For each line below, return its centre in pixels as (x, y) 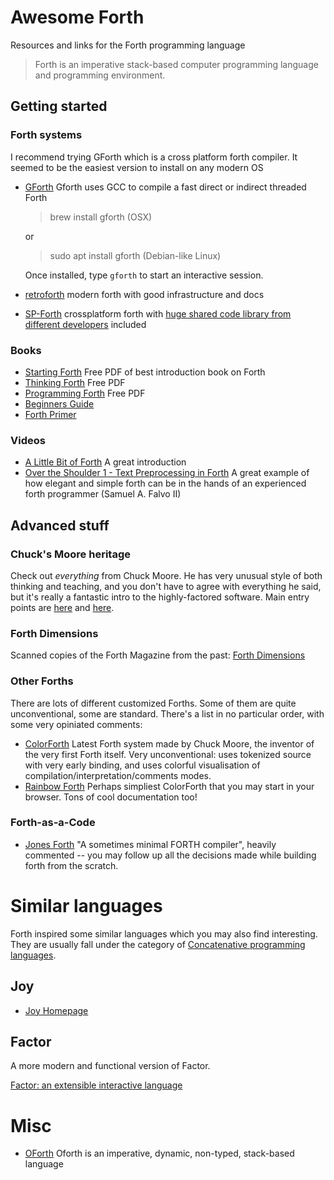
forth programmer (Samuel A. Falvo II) (103, 494)
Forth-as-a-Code (53, 823)
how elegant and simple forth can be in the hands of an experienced (165, 483)
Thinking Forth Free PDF (75, 382)
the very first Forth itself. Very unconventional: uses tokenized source (168, 754)
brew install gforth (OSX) (101, 217)
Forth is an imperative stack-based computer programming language (176, 64)
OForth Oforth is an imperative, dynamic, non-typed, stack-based (159, 1153)
